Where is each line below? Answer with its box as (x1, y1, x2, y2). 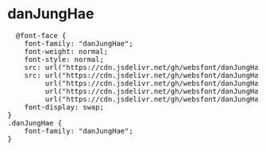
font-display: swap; (24, 103, 104, 111)
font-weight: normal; (24, 47, 109, 56)
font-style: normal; (24, 55, 104, 64)
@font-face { (15, 31, 67, 40)
